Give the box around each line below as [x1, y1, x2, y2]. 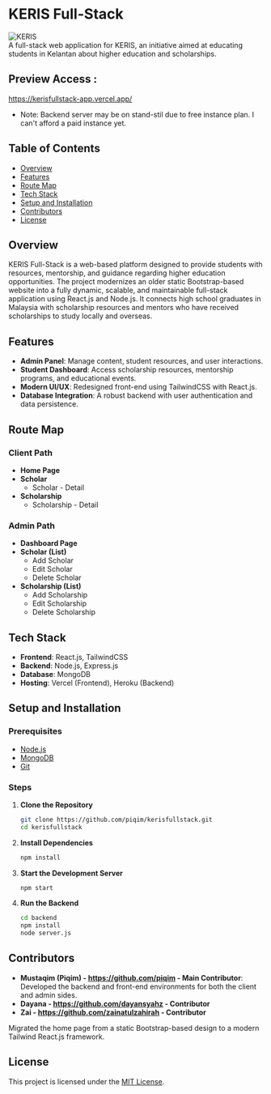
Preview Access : [8, 72, 98, 86]
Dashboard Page [19, 538, 78, 548]
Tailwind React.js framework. [8, 1032, 105, 1041]
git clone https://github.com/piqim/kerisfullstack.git [19, 815, 213, 824]
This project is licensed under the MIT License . [8, 1076, 165, 1086]
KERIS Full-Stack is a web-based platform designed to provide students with [8, 260, 263, 270]
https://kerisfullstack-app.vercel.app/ [8, 94, 133, 104]
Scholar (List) [19, 547, 67, 557]
